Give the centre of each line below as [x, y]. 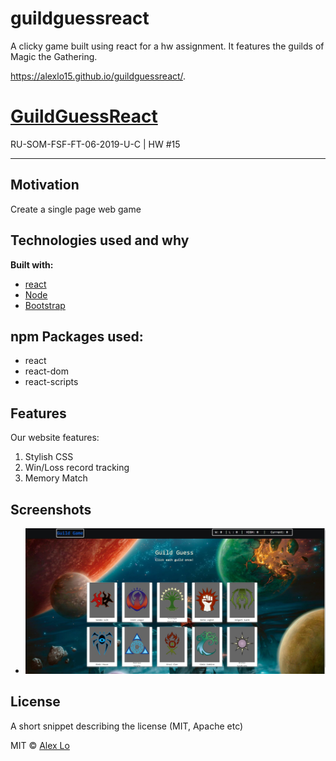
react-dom [46, 371]
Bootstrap [45, 305]
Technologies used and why [100, 240]
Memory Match [56, 478]
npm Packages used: [77, 336]
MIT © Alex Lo [40, 745]
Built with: [32, 264]
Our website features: [55, 438]
